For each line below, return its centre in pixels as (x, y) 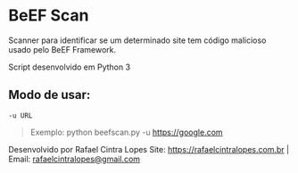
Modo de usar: (50, 95)
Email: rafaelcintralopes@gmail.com (74, 159)
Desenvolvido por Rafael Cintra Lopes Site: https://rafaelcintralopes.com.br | (149, 149)
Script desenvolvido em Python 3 (70, 67)
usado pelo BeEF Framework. (62, 49)
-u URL (21, 115)
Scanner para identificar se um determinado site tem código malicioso (137, 40)
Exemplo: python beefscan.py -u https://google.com (127, 132)
